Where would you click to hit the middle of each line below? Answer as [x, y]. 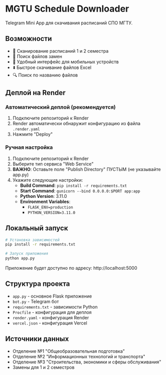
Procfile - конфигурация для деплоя [52, 312]
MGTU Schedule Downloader [67, 9]
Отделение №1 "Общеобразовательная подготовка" [69, 351]
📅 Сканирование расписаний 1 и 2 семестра [61, 51]
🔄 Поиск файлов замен [37, 56]
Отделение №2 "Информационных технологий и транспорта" [79, 356]
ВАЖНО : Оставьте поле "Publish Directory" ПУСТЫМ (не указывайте [87, 169]
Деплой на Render [35, 93]
